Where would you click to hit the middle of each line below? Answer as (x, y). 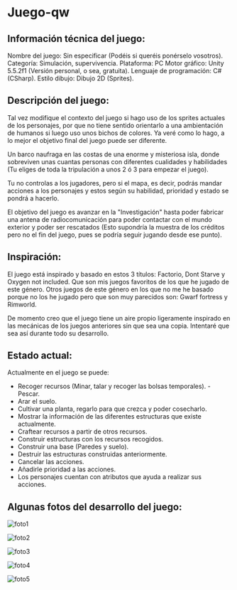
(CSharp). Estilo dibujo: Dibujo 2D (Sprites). (71, 78)
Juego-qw (38, 12)
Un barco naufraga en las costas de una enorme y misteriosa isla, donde (114, 154)
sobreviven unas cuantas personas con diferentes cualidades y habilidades (117, 161)
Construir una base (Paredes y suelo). (73, 447)
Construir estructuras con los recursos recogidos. (90, 439)
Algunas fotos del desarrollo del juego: (95, 506)
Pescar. (29, 394)
